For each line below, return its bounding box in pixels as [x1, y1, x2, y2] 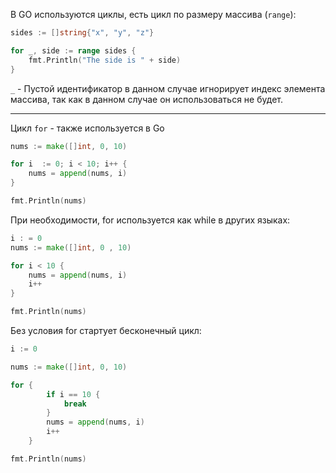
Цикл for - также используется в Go [10, 122, 165, 134]
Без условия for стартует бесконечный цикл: [10, 325, 202, 336]
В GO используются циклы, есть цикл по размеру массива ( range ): [10, 9, 297, 20]
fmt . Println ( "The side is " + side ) [28, 55, 182, 65]
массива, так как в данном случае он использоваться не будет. [10, 93, 283, 105]
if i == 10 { [46, 389, 101, 399]
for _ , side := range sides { [10, 45, 137, 56]
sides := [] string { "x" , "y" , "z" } [10, 28, 155, 38]
